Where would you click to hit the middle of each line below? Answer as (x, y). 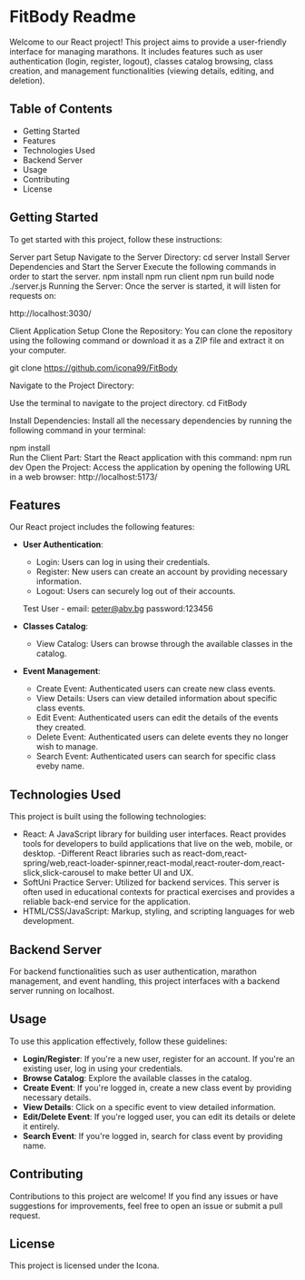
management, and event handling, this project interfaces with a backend (145, 981)
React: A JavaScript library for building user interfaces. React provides (154, 834)
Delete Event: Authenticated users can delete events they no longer (162, 737)
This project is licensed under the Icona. (84, 1265)
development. (48, 921)
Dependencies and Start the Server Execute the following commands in (143, 266)
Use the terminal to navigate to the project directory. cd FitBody (128, 402)
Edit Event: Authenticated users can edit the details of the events (157, 718)
